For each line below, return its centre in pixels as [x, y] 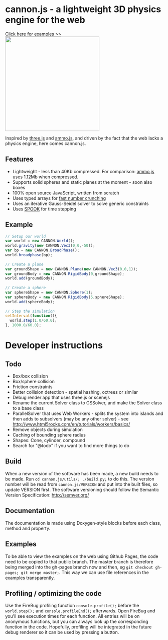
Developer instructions [54, 345]
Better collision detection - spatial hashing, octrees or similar [75, 392]
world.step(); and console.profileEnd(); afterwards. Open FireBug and [80, 611]
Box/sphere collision [34, 382]
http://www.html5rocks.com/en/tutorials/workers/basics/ [71, 424]
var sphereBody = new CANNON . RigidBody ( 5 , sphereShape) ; [65, 297]
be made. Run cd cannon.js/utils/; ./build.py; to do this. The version [80, 479]
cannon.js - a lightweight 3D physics [83, 9]
